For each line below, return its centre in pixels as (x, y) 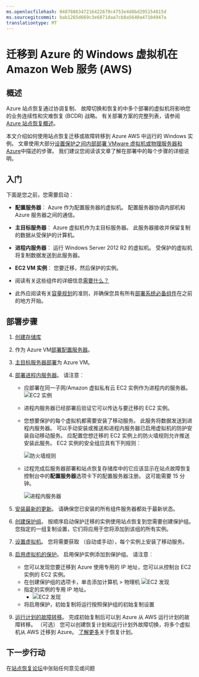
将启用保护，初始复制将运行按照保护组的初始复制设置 (89, 604)
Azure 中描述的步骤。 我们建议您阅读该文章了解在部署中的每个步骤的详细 (95, 151)
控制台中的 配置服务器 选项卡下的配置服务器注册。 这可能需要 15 (101, 476)
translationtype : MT (32, 23)
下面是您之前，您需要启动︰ (40, 195)
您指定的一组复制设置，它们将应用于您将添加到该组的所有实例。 (93, 529)
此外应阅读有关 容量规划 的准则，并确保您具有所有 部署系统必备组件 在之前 (103, 293)
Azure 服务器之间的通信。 (46, 215)
